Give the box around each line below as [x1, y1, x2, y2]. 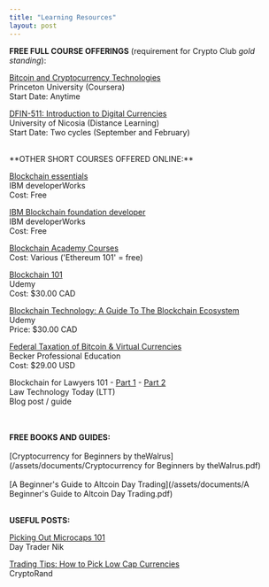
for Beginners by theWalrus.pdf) [144, 460, 261, 470]
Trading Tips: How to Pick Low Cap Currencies [9, 559, 180, 569]
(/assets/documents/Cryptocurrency [9, 460, 143, 470]
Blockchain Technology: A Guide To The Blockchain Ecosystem [9, 305, 240, 315]
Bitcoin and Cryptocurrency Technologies [9, 72, 161, 82]
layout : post [9, 21, 58, 30]
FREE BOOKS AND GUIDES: [9, 431, 111, 443]
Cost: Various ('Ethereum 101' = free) [9, 251, 143, 262]
